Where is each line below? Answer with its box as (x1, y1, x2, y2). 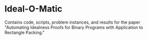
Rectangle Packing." (4, 29, 44, 35)
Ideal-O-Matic (4, 3, 62, 14)
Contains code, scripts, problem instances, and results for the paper (4, 19, 141, 25)
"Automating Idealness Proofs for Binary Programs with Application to (4, 24, 143, 30)
